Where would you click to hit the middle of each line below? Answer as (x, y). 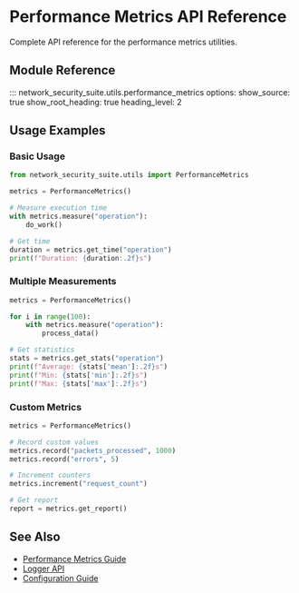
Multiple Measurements (63, 282)
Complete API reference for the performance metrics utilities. (123, 42)
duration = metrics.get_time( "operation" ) (91, 250)
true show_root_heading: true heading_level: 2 (96, 102)
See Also (35, 537)
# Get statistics (42, 350)
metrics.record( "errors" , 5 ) (64, 459)
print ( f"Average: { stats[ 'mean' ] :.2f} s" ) (89, 366)
